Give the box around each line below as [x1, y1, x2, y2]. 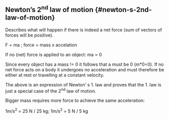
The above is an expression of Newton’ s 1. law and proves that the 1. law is [5, 81, 161, 87]
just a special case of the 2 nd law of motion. [5, 87, 97, 94]
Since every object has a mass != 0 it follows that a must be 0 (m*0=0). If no [5, 61, 164, 67]
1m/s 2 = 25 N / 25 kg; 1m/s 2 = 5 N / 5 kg [5, 107, 88, 114]
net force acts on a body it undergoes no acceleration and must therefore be [5, 66, 164, 72]
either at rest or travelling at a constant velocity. [5, 72, 104, 78]
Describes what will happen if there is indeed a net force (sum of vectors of [5, 27, 162, 33]
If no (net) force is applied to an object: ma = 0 [5, 51, 102, 57]
